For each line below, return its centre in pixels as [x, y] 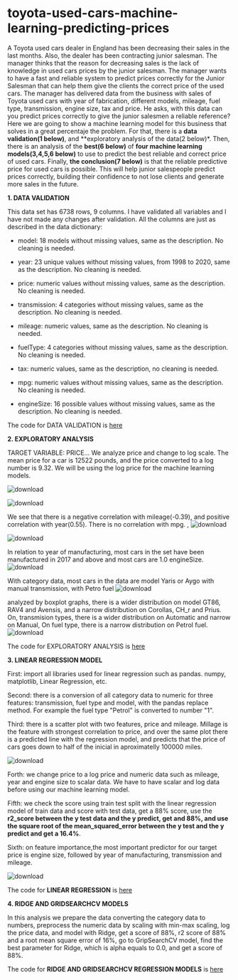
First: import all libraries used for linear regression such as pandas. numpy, [117, 673]
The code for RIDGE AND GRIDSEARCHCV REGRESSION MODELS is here [115, 969]
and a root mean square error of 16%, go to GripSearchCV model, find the [115, 940]
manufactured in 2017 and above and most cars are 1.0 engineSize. [106, 559]
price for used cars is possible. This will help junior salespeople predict [111, 169]
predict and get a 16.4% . [44, 833]
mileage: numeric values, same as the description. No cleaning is [113, 326]
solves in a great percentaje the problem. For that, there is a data [102, 131]
